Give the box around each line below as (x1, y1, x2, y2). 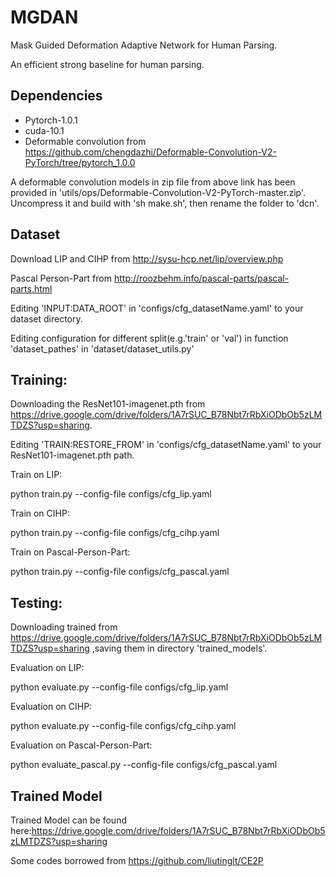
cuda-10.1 (24, 124, 65, 136)
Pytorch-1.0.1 (24, 114, 78, 126)
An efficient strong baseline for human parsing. (10, 58, 205, 70)
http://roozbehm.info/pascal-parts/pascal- (113, 272, 290, 284)
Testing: (10, 594, 63, 611)
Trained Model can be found (10, 814, 127, 826)
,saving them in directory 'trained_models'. (91, 642, 268, 655)
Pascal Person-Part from (10, 272, 112, 284)
